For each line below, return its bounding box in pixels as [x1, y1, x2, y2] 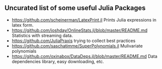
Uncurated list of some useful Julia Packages [4, 4, 146, 12]
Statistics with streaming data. [11, 32, 73, 38]
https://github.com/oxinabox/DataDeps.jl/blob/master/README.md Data [11, 53, 158, 59]
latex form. [11, 22, 34, 28]
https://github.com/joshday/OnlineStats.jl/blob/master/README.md [11, 27, 148, 33]
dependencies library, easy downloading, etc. [11, 58, 104, 64]
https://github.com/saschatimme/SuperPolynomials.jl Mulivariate [11, 43, 143, 48]
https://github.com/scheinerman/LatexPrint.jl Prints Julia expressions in [11, 17, 157, 23]
